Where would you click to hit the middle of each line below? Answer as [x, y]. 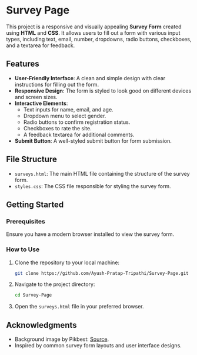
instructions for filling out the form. [56, 84]
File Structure [31, 160]
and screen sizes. [36, 97]
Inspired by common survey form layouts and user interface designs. [98, 346]
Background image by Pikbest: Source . [62, 339]
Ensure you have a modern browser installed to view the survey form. [90, 234]
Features [23, 64]
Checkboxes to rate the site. [58, 128]
